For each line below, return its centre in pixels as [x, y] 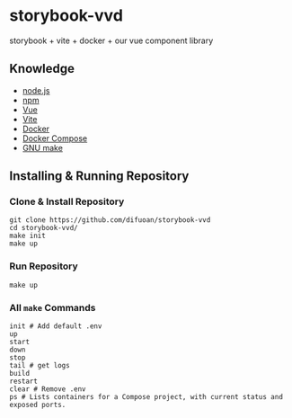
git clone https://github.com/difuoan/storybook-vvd [110, 220]
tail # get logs [40, 366]
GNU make [42, 147]
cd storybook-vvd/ [44, 228]
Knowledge [42, 69]
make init [28, 236]
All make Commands [53, 307]
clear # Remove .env [48, 389]
